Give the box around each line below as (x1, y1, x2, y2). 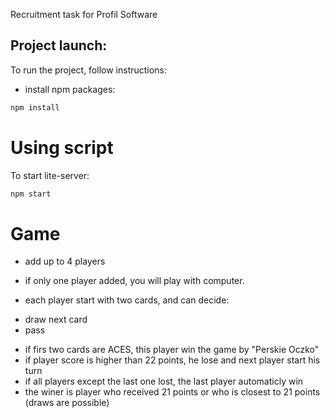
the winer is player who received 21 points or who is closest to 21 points (24, 386, 321, 398)
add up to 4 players (24, 255, 106, 268)
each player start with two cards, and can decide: (24, 294, 230, 306)
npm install (10, 102, 60, 113)
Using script (10, 136, 114, 159)
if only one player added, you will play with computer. (24, 275, 245, 287)
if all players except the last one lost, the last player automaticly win (24, 375, 304, 388)
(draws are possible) (24, 397, 110, 409)
